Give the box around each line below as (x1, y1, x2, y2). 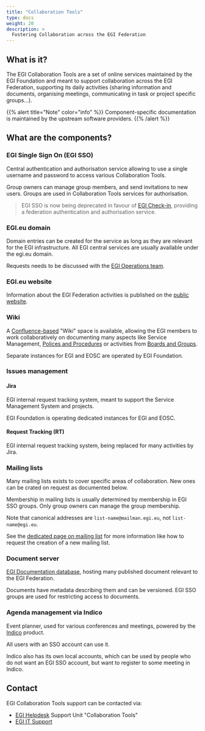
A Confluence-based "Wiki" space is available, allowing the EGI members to (6, 327, 197, 334)
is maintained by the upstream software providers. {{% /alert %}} (6, 114, 170, 122)
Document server (6, 554, 60, 563)
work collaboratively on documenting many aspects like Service (6, 333, 167, 341)
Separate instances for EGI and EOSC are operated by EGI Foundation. (6, 352, 184, 359)
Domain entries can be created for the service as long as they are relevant (6, 237, 193, 245)
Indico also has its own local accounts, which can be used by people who (6, 652, 191, 659)
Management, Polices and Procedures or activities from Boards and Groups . (6, 340, 198, 347)
